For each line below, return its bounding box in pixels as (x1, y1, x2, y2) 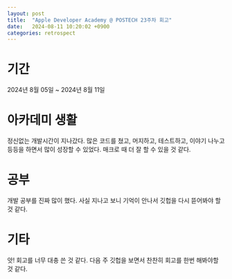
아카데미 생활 (7, 112, 78, 128)
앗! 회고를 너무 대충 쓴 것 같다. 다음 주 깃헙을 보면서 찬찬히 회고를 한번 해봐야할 (7, 256, 220, 264)
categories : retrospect (7, 29, 76, 37)
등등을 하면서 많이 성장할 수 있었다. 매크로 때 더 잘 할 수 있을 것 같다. (7, 145, 191, 154)
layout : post (7, 10, 45, 17)
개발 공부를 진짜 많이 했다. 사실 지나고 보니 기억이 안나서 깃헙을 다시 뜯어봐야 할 (7, 197, 222, 205)
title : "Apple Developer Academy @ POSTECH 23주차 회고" (7, 17, 172, 24)
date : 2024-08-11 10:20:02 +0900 (7, 23, 110, 30)
